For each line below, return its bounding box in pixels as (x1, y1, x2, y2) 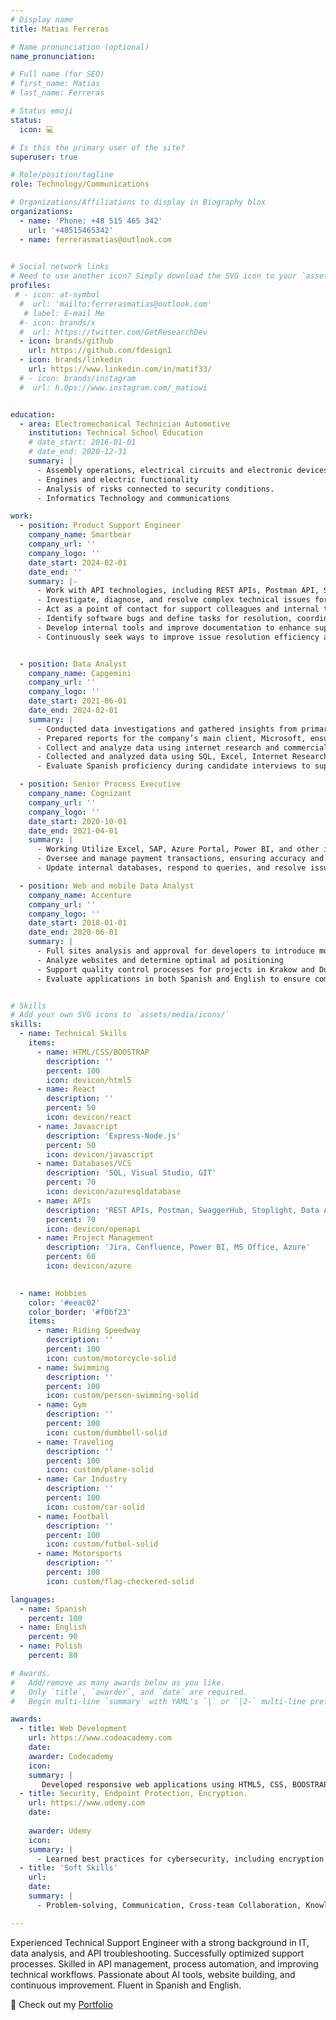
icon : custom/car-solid (46, 1502, 145, 1512)
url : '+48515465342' (28, 225, 114, 235)
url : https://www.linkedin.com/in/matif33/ (28, 364, 213, 374)
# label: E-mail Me (23, 308, 105, 318)
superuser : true (10, 152, 78, 162)
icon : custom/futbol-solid (46, 1539, 159, 1550)
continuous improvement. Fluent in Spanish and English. (10, 1979, 242, 1991)
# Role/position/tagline (10, 170, 114, 180)
